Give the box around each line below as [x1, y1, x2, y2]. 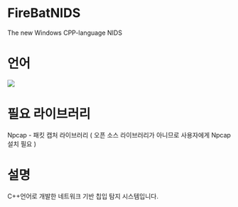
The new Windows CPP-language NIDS [7, 28, 123, 37]
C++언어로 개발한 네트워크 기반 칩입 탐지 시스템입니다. [7, 191, 158, 200]
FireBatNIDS [7, 5, 81, 21]
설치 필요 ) [7, 140, 37, 148]
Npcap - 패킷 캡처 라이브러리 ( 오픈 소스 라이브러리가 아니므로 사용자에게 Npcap [7, 130, 231, 139]
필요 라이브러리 [7, 106, 91, 122]
